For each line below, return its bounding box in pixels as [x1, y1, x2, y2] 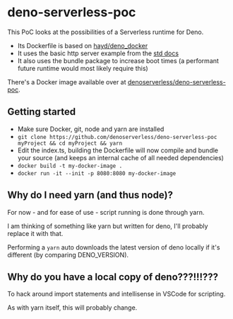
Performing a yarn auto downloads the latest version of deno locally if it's [7, 242, 220, 252]
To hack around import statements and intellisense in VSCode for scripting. [7, 290, 226, 298]
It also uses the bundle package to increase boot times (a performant [17, 56, 219, 65]
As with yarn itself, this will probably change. [7, 303, 138, 312]
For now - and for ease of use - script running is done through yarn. [7, 208, 205, 216]
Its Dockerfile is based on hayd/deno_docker [17, 41, 148, 50]
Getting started [7, 106, 76, 118]
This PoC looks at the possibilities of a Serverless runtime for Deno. [7, 28, 204, 36]
